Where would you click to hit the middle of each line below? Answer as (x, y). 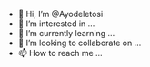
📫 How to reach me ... (60, 53)
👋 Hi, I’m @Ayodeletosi (60, 14)
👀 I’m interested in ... (56, 24)
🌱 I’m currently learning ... (66, 33)
